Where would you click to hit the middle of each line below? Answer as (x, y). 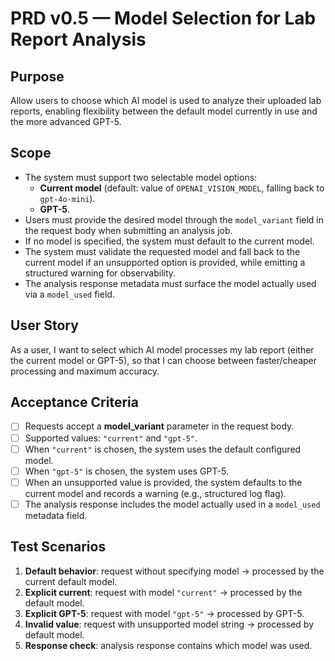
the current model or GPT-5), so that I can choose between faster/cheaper (164, 360)
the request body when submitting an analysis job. (128, 230)
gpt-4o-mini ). (67, 198)
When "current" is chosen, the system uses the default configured (163, 449)
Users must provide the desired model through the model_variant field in (174, 219)
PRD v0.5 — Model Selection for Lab (163, 18)
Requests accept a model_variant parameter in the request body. (159, 426)
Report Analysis (78, 39)
